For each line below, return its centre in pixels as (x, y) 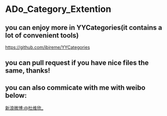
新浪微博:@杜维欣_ (24, 108)
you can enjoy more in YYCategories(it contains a (84, 28)
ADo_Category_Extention (58, 9)
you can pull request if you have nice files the (77, 63)
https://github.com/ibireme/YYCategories (48, 47)
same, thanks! (28, 71)
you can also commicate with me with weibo (75, 87)
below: (16, 95)
